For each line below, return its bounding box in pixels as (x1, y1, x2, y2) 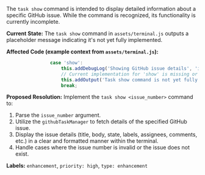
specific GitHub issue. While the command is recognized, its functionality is (6, 12, 196, 19)
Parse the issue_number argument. (15, 112, 101, 119)
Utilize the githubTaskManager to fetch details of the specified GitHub (15, 118, 187, 125)
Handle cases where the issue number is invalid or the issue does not (15, 144, 190, 151)
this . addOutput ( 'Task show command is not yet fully (60, 77, 198, 83)
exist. (15, 150, 29, 157)
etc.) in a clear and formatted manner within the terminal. (15, 137, 159, 145)
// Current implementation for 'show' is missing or (60, 71, 198, 77)
